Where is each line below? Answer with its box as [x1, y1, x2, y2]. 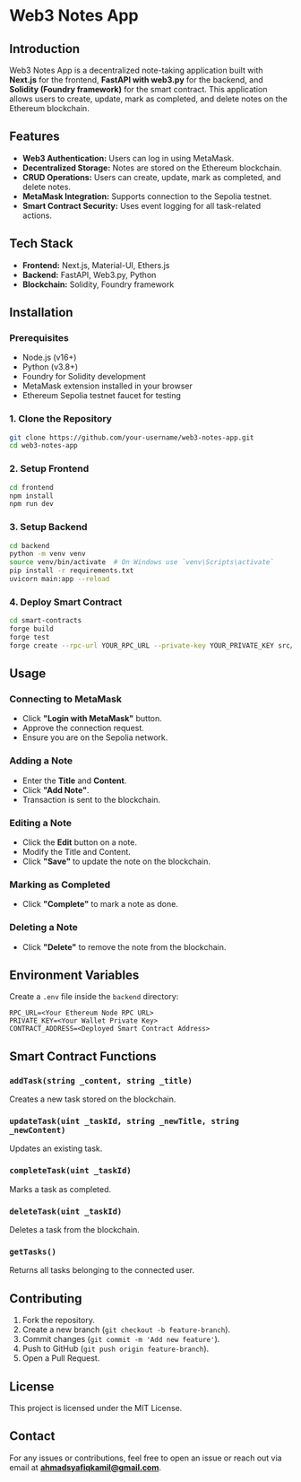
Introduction [9, 41, 81, 57]
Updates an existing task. [9, 1143, 103, 1154]
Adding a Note [9, 754, 73, 767]
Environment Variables [9, 968, 140, 983]
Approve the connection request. [21, 723, 145, 734]
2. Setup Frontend [9, 463, 90, 475]
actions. [21, 210, 52, 221]
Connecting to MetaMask [9, 693, 123, 705]
